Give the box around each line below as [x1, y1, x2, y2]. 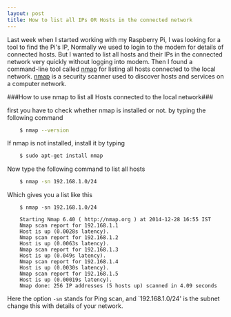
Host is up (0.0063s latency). [19, 241, 110, 247]
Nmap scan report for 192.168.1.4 [19, 258, 119, 265]
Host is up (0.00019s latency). [19, 276, 112, 283]
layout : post [7, 10, 45, 17]
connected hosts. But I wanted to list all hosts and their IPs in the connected [7, 50, 223, 59]
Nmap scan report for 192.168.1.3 [19, 246, 119, 254]
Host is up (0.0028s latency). [19, 228, 110, 235]
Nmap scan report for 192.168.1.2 [19, 234, 119, 241]
